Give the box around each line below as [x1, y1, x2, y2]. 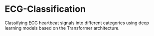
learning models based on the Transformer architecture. [4, 25, 120, 31]
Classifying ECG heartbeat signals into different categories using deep [4, 20, 150, 26]
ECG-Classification [4, 3, 86, 15]
